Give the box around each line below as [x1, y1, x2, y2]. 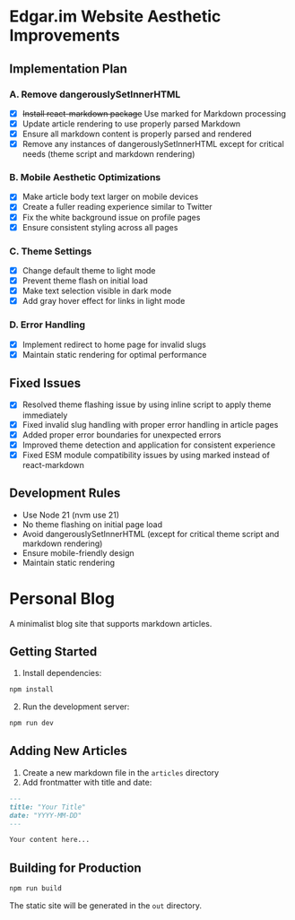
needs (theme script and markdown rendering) [22, 149, 195, 160]
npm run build [9, 884, 63, 893]
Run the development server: [22, 701, 130, 712]
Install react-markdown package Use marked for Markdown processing [22, 108, 287, 118]
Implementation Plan [9, 61, 128, 76]
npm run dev [9, 719, 54, 728]
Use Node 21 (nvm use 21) [22, 509, 119, 520]
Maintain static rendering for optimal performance [22, 349, 207, 360]
